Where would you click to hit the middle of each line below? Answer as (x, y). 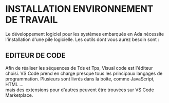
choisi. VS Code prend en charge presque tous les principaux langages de (84, 73)
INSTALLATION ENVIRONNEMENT (79, 9)
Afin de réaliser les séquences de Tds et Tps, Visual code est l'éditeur (79, 68)
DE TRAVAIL (32, 20)
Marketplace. (19, 95)
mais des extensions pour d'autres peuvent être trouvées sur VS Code (80, 90)
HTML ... (15, 84)
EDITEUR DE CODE (35, 56)
